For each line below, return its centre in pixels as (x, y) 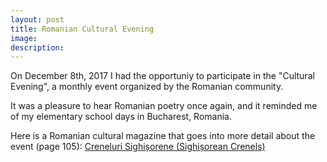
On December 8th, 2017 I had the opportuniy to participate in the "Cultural (162, 76)
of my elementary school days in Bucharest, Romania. (121, 117)
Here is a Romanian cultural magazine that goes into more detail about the (163, 136)
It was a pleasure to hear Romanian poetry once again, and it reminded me (164, 106)
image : (24, 38)
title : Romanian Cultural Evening (82, 29)
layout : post (37, 19)
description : (37, 47)
